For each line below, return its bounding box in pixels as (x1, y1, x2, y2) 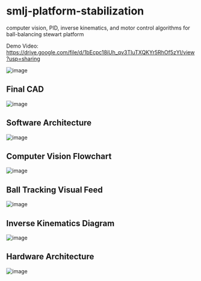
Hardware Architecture (6, 251, 94, 262)
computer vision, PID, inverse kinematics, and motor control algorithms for (6, 24, 191, 31)
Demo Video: (6, 42, 39, 49)
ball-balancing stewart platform (6, 30, 84, 37)
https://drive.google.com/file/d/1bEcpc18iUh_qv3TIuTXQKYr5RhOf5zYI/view (6, 48, 195, 55)
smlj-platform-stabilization (6, 4, 144, 18)
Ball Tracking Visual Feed (6, 185, 104, 195)
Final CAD (6, 84, 44, 95)
